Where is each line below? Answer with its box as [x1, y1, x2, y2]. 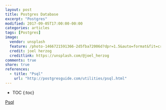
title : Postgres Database [5, 12, 58, 17]
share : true [5, 62, 30, 67]
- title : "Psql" [9, 72, 43, 76]
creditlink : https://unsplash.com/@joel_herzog [9, 53, 110, 58]
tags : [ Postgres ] [5, 30, 41, 35]
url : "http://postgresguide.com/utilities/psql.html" [14, 76, 127, 81]
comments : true [5, 58, 37, 63]
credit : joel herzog [9, 48, 52, 53]
